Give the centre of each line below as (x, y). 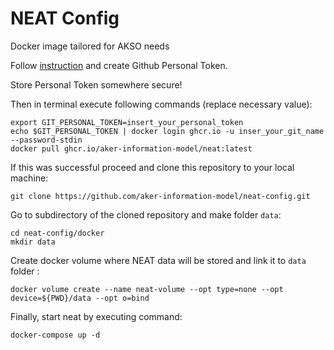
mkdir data (33, 242)
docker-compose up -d (55, 335)
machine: (29, 178)
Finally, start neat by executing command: (96, 316)
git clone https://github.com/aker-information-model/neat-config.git (160, 196)
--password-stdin (46, 140)
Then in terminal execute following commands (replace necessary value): (161, 104)
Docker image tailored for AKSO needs (90, 46)
